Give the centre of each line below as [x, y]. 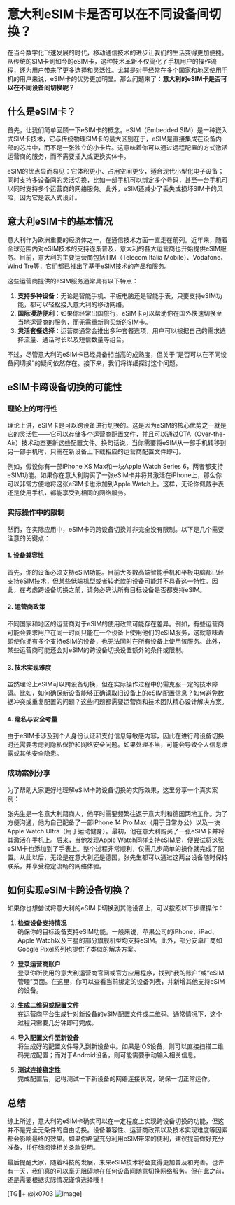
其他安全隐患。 [41, 754]
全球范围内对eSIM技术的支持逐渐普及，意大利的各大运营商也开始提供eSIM [114, 248]
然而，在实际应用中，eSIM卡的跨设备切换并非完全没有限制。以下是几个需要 [116, 529]
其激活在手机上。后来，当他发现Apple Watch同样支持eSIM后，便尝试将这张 [116, 840]
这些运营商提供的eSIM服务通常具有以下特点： [73, 281]
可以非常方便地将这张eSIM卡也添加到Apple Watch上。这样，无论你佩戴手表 [116, 484]
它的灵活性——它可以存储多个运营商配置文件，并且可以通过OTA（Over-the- [116, 434]
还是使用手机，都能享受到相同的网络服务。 [69, 493]
